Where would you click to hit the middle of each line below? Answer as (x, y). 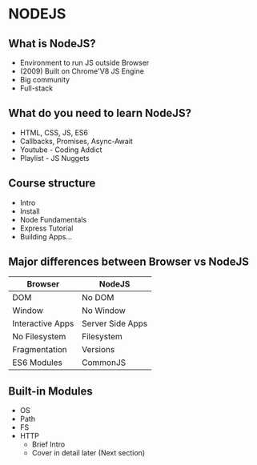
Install (30, 211)
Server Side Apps (114, 323)
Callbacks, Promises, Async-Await (76, 141)
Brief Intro (48, 444)
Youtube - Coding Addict (61, 150)
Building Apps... (46, 236)
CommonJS (104, 363)
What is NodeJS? (52, 44)
